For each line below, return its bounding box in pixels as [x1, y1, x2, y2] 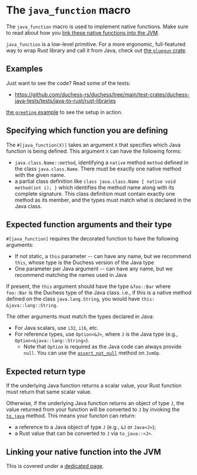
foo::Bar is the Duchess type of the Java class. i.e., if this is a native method [6, 289, 192, 296]
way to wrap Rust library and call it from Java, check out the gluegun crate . [6, 46, 187, 53]
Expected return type [6, 366, 86, 376]
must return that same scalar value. [6, 389, 92, 396]
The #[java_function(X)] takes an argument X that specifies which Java [6, 141, 181, 148]
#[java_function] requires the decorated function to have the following [6, 235, 179, 242]
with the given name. [14, 171, 66, 178]
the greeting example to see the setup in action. [6, 108, 123, 115]
